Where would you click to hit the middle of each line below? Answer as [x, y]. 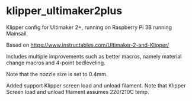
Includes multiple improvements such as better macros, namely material [94, 56]
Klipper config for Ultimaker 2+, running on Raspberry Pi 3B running [89, 27]
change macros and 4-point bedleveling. [56, 63]
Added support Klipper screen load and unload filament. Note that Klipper [96, 85]
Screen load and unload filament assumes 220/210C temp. [78, 92]
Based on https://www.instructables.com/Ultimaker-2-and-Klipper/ [88, 45]
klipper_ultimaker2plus [64, 11]
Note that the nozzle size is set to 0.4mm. [57, 74]
